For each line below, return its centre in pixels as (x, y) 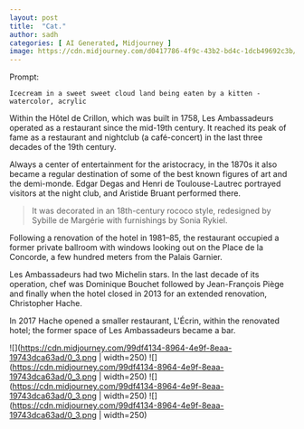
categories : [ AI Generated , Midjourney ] (90, 43)
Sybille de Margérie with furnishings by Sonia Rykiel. (129, 220)
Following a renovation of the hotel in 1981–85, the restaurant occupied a (144, 238)
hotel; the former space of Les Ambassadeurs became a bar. (123, 331)
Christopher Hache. (46, 303)
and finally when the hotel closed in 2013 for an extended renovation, (138, 294)
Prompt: (24, 77)
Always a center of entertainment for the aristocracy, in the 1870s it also (143, 164)
